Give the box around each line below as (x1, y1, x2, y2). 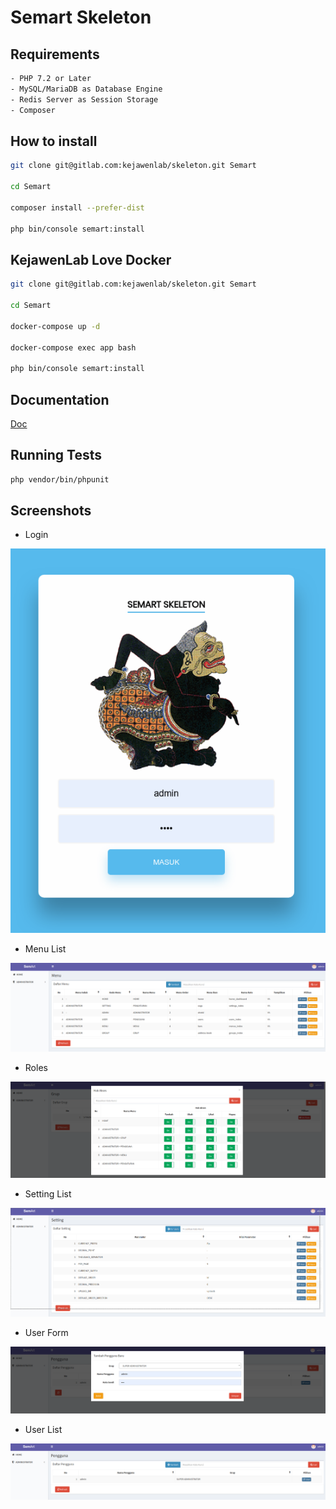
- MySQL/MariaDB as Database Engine (10, 84, 163, 94)
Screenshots (10, 502, 92, 520)
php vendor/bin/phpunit (10, 474, 110, 485)
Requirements (10, 46, 100, 63)
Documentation (10, 391, 110, 408)
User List (24, 1423, 63, 1435)
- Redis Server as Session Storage (10, 94, 159, 105)
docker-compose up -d (10, 321, 101, 331)
